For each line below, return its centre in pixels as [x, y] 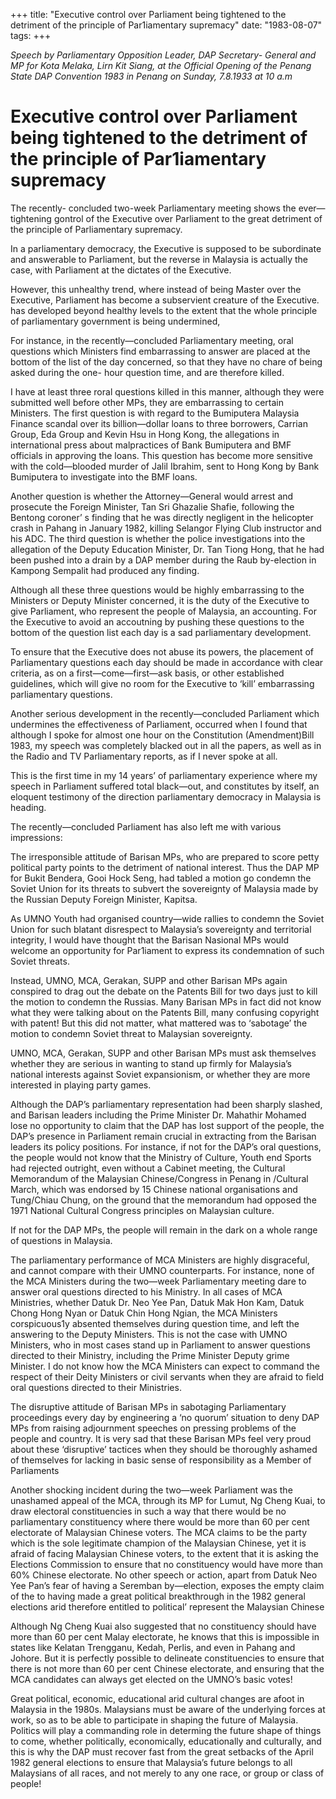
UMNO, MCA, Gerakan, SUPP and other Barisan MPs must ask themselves [163, 1053]
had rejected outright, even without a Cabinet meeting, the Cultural [148, 1168]
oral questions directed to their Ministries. [96, 1387]
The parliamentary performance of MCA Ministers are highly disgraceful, [160, 1260]
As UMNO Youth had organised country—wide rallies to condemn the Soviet [167, 918]
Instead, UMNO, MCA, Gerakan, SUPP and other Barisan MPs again [149, 980]
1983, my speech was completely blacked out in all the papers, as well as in [166, 745]
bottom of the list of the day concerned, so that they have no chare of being [166, 361]
